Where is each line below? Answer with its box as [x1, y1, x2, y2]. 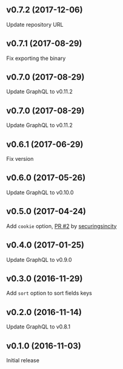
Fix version [6, 155, 34, 163]
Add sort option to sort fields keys [6, 290, 92, 297]
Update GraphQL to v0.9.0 [6, 256, 72, 263]
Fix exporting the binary [6, 54, 66, 62]
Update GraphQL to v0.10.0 [6, 189, 74, 196]
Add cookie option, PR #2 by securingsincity [6, 222, 117, 229]
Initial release [6, 356, 39, 364]
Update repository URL [6, 21, 64, 28]
